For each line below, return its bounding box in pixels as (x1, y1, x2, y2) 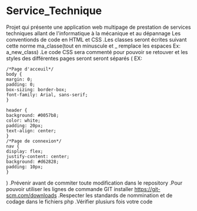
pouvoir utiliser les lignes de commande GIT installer (6, 185, 133, 192)
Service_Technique (6, 4, 102, 18)
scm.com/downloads (6, 192, 57, 199)
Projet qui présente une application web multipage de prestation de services (6, 24, 191, 31)
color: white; (6, 118, 41, 123)
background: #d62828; (6, 159, 59, 165)
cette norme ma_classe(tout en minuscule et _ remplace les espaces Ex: (6, 42, 181, 49)
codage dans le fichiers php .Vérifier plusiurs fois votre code (6, 198, 153, 205)
